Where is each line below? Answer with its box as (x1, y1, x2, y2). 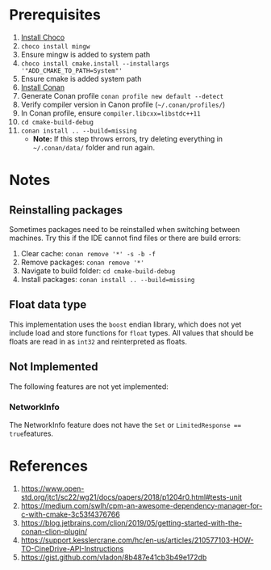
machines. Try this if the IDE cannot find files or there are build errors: (9, 233, 241, 243)
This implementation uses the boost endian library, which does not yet (9, 319, 242, 329)
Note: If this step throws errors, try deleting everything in (32, 133, 223, 143)
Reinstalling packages (9, 203, 123, 217)
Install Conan (20, 82, 65, 92)
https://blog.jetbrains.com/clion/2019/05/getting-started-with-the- (20, 517, 243, 527)
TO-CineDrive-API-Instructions (20, 543, 124, 553)
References (9, 457, 88, 475)
